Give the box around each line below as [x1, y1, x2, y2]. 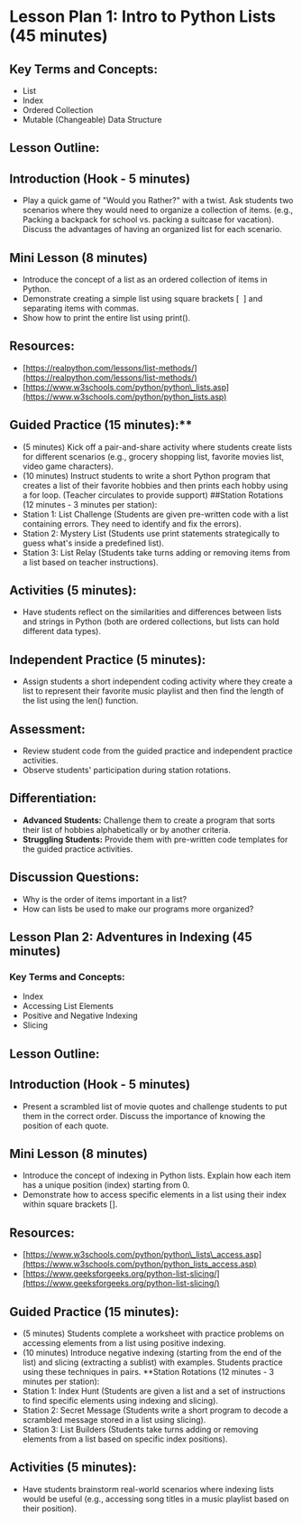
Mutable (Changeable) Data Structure [22, 115, 162, 125]
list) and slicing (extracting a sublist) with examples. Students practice [22, 1357, 283, 1368]
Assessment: [9, 721, 86, 737]
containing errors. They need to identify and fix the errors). [22, 518, 242, 529]
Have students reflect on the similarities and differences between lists [22, 607, 282, 618]
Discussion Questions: [9, 870, 140, 885]
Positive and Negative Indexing [22, 1010, 138, 1022]
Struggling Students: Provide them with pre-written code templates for [22, 834, 288, 845]
